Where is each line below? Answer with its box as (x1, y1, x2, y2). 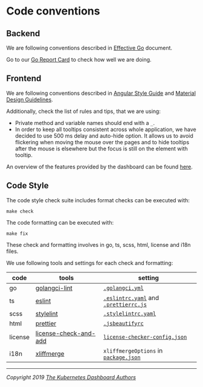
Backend (6, 28, 40, 39)
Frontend (6, 74, 42, 84)
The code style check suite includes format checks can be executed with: (6, 196, 190, 203)
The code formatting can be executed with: (6, 219, 114, 226)
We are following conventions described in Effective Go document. (6, 44, 173, 51)
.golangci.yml (103, 284, 144, 291)
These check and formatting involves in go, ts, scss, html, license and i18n (6, 241, 192, 248)
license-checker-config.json (103, 333, 187, 341)
